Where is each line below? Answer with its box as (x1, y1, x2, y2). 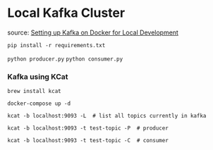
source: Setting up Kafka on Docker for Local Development (7, 28, 178, 37)
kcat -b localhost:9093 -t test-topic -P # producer (7, 125, 169, 132)
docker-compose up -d (7, 100, 71, 107)
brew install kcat (7, 88, 61, 95)
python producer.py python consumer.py (7, 55, 123, 63)
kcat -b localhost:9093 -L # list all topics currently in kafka (7, 113, 207, 120)
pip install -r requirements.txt (7, 42, 106, 49)
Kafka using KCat (7, 72, 68, 82)
